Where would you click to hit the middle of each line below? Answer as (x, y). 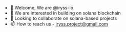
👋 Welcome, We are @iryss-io (41, 8)
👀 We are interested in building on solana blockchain (66, 13)
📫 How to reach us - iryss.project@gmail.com (59, 24)
